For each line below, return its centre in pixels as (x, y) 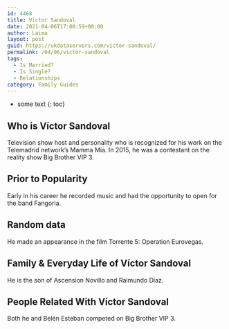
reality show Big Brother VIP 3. (51, 157)
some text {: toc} (41, 104)
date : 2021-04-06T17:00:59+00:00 (55, 26)
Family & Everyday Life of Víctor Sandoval (99, 264)
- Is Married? (34, 65)
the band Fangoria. (34, 203)
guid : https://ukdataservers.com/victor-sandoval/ (82, 46)
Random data (36, 225)
